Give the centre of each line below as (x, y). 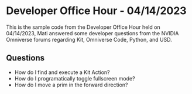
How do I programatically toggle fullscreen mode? (75, 78)
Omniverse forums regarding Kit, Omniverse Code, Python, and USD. (89, 39)
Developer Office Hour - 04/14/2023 (96, 11)
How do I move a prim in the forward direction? (71, 85)
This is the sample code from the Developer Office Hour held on (83, 27)
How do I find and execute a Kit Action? (62, 72)
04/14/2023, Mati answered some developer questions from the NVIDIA (92, 33)
